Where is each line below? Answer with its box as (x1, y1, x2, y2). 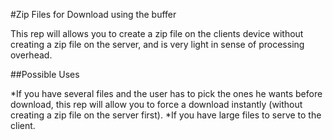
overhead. (10, 49, 53, 61)
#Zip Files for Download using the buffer (10, 9, 177, 20)
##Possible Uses (10, 69, 80, 80)
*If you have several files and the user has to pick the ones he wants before (10, 88, 323, 99)
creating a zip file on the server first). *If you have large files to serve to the (10, 109, 322, 121)
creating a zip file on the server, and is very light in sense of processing (10, 39, 305, 50)
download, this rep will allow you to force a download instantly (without (10, 99, 303, 110)
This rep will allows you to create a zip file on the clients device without (10, 28, 304, 39)
